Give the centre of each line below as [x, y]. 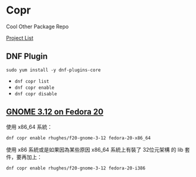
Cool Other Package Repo [38, 26]
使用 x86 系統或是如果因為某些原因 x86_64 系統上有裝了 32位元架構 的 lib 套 [98, 149]
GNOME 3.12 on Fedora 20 [55, 112]
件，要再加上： [24, 157]
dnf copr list [32, 81]
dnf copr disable [36, 94]
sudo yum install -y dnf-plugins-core [53, 70]
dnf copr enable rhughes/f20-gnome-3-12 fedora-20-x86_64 [78, 138]
